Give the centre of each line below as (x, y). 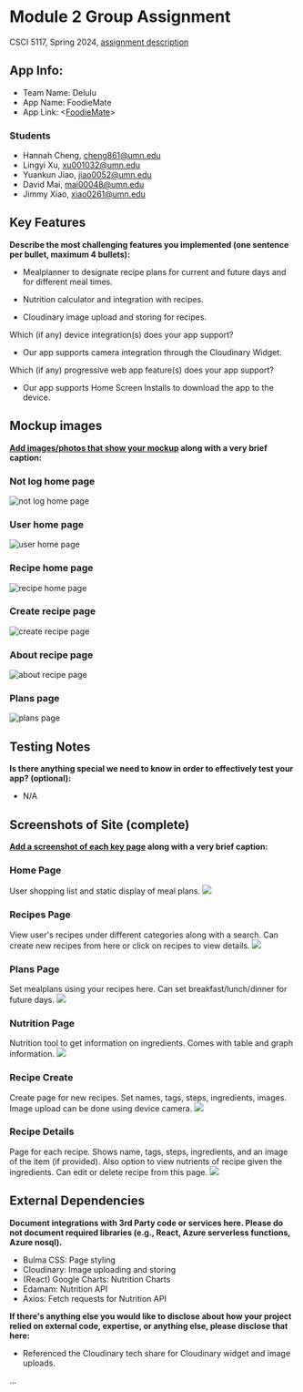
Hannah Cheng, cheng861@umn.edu (91, 156)
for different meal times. (68, 281)
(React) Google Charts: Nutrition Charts (96, 1279)
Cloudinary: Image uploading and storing (99, 1269)
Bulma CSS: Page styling (69, 1260)
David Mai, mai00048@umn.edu (83, 185)
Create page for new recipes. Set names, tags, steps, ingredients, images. (148, 1097)
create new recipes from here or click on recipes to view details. (130, 946)
